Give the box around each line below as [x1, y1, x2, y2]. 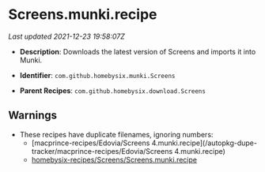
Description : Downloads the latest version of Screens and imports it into [19, 47, 256, 56]
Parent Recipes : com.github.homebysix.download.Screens [19, 85, 206, 95]
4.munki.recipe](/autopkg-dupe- [151, 138, 257, 148]
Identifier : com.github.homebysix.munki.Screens [19, 70, 176, 80]
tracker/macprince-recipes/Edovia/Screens [31, 146, 173, 155]
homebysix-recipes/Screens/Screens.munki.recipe [31, 155, 198, 164]
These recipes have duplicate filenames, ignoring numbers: [19, 129, 214, 139]
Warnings [8, 109, 58, 122]
